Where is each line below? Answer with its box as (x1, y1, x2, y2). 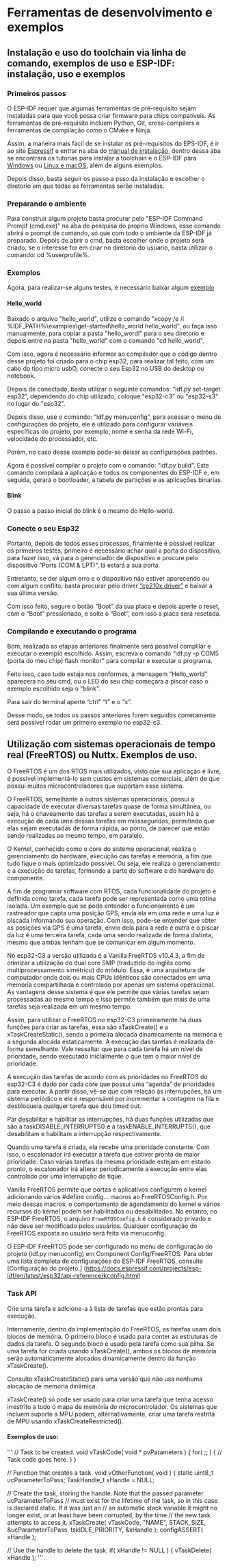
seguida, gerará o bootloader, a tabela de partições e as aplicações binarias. (7, 475, 223, 484)
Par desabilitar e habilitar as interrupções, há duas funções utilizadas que (7, 1115, 214, 1124)
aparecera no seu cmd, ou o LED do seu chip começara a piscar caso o (7, 677, 208, 686)
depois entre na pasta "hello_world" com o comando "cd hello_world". (7, 336, 204, 344)
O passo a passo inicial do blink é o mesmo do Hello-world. (7, 506, 174, 515)
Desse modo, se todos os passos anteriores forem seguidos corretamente (7, 711, 217, 719)
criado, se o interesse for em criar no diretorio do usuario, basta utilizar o (7, 243, 213, 252)
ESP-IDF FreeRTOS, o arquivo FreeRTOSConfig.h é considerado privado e (7, 1215, 212, 1223)
